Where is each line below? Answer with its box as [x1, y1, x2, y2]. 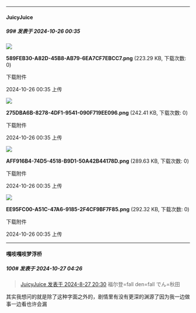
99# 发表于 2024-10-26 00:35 [6, 27, 80, 35]
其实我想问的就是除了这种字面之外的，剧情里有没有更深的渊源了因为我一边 [6, 293, 185, 300]
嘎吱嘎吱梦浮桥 [6, 250, 42, 257]
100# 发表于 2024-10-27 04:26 [6, 264, 83, 272]
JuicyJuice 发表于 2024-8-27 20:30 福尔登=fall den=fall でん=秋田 [20, 281, 180, 288]
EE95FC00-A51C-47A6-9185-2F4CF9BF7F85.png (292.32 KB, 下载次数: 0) [6, 205, 190, 212]
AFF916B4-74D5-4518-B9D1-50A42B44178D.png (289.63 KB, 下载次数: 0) [6, 157, 190, 164]
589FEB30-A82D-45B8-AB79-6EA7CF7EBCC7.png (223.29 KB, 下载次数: [6, 54, 187, 61]
